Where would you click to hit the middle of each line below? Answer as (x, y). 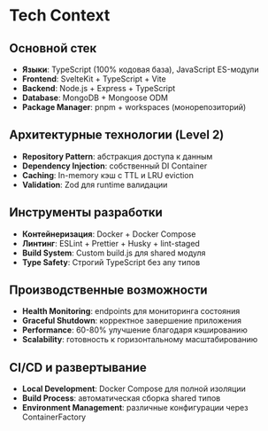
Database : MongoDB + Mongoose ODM (95, 98)
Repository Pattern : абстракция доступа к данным (117, 156)
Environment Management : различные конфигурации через (135, 408)
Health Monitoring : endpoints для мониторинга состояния (131, 311)
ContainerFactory (54, 417)
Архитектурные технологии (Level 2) (117, 135)
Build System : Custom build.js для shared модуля (114, 253)
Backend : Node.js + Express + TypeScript (99, 88)
